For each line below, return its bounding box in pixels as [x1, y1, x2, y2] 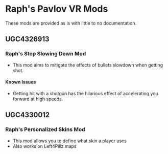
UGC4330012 [5, 111, 50, 119]
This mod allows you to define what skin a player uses [12, 138, 127, 144]
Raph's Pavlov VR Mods [5, 3, 108, 15]
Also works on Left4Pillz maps [12, 143, 77, 149]
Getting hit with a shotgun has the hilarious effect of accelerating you [12, 90, 158, 96]
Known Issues [5, 79, 36, 85]
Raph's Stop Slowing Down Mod [5, 50, 86, 57]
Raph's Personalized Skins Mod [5, 126, 85, 133]
